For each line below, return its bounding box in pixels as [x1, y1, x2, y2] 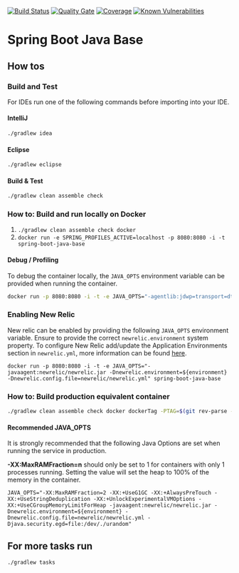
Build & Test [7, 176, 43, 185]
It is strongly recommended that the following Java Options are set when [7, 439, 221, 447]
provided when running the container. [7, 279, 118, 288]
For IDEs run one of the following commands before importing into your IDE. [7, 97, 230, 106]
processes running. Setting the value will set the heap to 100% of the [7, 468, 210, 477]
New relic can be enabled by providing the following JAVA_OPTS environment [7, 325, 229, 335]
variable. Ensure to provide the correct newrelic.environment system [7, 333, 208, 342]
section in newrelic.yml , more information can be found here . [7, 348, 187, 357]
